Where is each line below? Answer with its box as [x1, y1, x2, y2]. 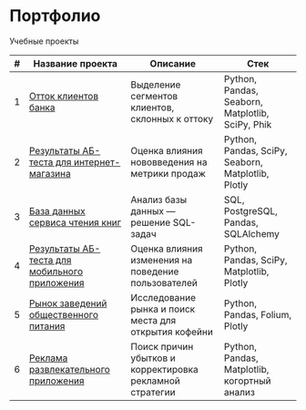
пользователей [130, 276, 198, 289]
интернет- [73, 156, 121, 169]
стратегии [130, 385, 176, 398]
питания [28, 320, 66, 333]
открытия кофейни [130, 325, 214, 338]
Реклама [28, 352, 68, 364]
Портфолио [9, 5, 101, 26]
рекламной [130, 374, 180, 387]
